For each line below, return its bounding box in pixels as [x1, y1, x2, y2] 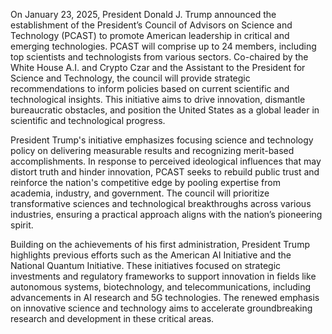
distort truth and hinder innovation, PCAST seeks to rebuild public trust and [10, 166, 320, 178]
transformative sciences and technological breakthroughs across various [10, 198, 312, 209]
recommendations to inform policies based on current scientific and [10, 83, 290, 94]
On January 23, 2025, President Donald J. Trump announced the [10, 9, 277, 20]
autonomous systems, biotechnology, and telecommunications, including [10, 281, 312, 293]
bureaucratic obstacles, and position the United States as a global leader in [10, 104, 320, 116]
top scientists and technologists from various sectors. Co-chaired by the [10, 51, 309, 63]
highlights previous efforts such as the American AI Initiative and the [10, 249, 292, 261]
